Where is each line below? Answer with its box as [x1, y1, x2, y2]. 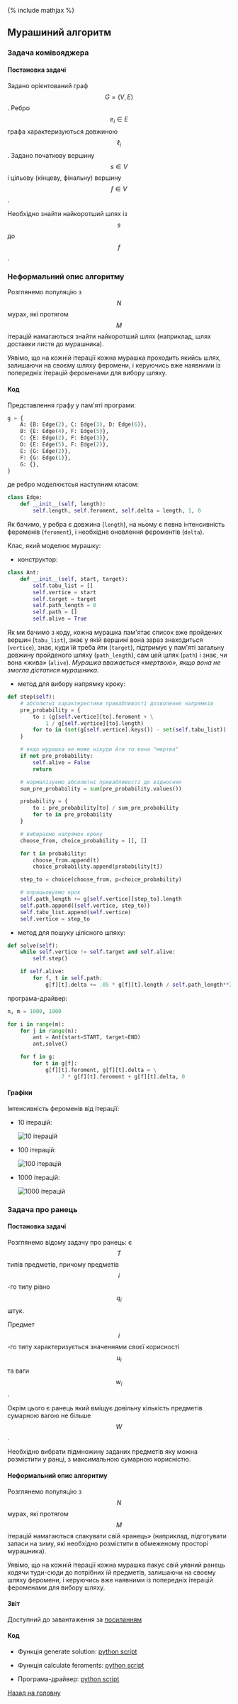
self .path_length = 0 [33, 602, 97, 609]
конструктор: [17, 555, 58, 564]
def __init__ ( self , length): [20, 500, 106, 508]
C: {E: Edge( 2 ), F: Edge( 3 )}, [20, 434, 110, 441]
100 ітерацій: [17, 1145, 57, 1154]
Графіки [7, 1088, 33, 1097]
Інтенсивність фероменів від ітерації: [7, 1104, 120, 1113]
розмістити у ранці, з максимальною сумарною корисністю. [7, 1455, 191, 1464]
